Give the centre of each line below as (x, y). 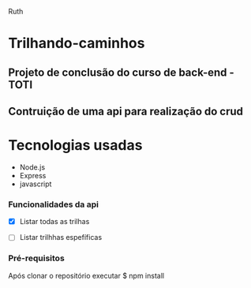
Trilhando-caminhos (77, 43)
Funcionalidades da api (53, 204)
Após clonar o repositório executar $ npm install (86, 275)
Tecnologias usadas (75, 146)
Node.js (32, 167)
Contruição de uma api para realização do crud (126, 111)
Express (33, 175)
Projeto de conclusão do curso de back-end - (121, 72)
